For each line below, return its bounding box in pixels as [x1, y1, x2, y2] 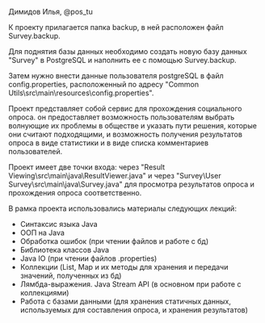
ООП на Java [19, 228, 65, 237]
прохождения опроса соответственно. [8, 188, 142, 197]
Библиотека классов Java [19, 245, 110, 254]
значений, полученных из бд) [19, 271, 122, 280]
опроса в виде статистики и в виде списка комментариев [8, 138, 208, 148]
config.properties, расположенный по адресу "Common [8, 80, 200, 89]
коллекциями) [19, 288, 69, 297]
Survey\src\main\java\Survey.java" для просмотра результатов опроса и [8, 179, 254, 189]
